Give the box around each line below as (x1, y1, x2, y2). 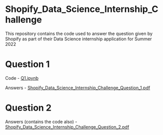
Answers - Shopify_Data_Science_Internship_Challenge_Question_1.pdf (5, 85, 151, 91)
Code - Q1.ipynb (5, 75, 39, 81)
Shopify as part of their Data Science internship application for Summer (5, 36, 152, 42)
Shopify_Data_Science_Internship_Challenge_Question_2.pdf (5, 124, 130, 130)
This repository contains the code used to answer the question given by (5, 30, 153, 36)
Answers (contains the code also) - (5, 119, 77, 125)
